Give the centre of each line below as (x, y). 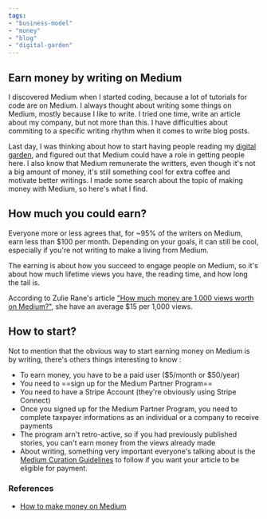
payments (36, 426)
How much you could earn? (78, 214)
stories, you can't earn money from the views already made (118, 442)
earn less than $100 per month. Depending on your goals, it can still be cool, (133, 241)
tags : (17, 16)
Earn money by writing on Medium (95, 78)
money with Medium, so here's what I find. (78, 188)
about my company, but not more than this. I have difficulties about (118, 122)
